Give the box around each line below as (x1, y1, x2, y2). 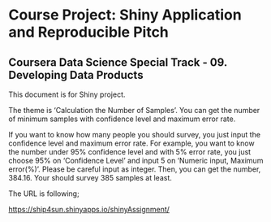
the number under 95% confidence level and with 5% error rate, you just (8, 147, 252, 156)
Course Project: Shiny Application (8, 6, 242, 24)
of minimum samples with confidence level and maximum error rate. (8, 114, 236, 124)
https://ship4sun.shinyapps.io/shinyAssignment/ (8, 205, 170, 214)
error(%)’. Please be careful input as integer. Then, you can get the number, (8, 164, 261, 174)
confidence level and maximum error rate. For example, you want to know (8, 138, 255, 148)
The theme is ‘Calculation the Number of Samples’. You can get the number (8, 106, 260, 115)
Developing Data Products (8, 67, 144, 82)
